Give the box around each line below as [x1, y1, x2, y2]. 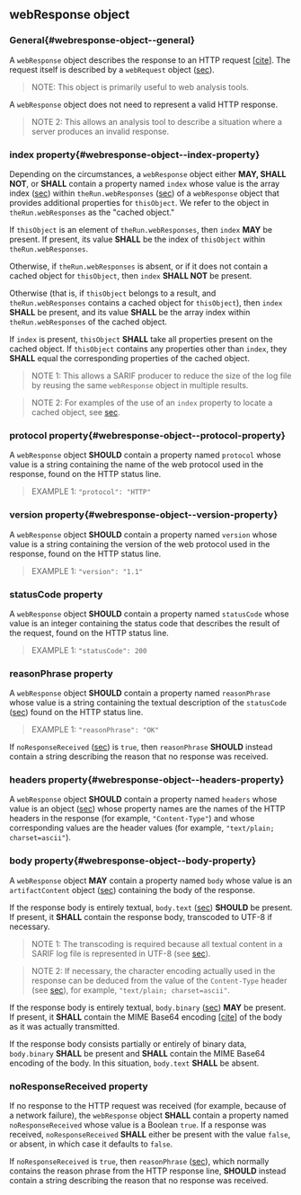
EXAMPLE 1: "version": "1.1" [31, 565, 144, 576]
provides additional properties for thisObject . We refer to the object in [9, 197, 270, 208]
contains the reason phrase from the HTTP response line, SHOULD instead [9, 1165, 287, 1176]
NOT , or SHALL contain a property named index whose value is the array [9, 178, 280, 189]
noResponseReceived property [9, 1080, 148, 1093]
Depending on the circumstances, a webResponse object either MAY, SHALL [9, 168, 287, 179]
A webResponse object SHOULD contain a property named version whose [9, 529, 278, 540]
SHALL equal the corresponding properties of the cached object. [9, 352, 250, 363]
